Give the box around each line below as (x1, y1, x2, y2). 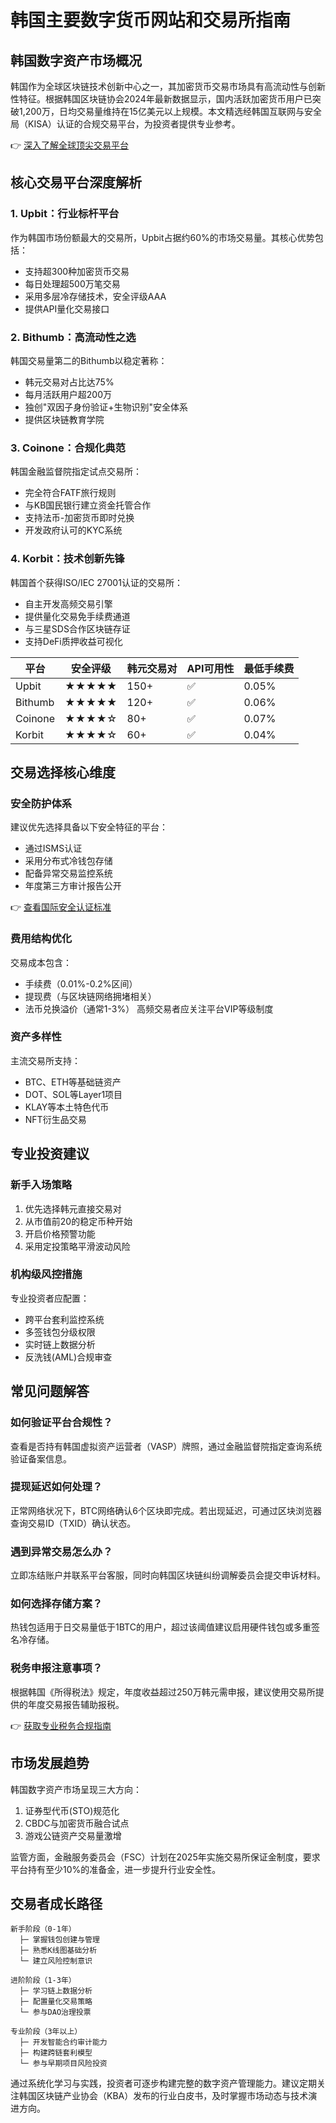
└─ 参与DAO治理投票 (19, 2007, 92, 2018)
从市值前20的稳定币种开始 (24, 1215, 133, 1227)
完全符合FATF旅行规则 (24, 487, 117, 499)
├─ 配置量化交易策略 (19, 1997, 93, 2007)
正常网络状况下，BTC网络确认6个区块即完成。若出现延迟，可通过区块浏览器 (10, 1504, 322, 1516)
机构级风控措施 (10, 1267, 83, 1281)
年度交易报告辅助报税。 (27, 1698, 125, 1710)
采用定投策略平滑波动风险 (24, 1240, 131, 1252)
